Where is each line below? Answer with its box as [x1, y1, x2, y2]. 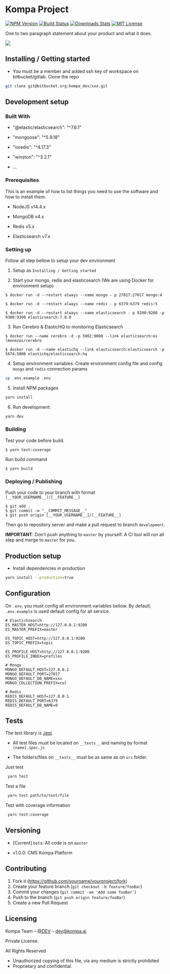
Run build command [5, 456, 47, 462]
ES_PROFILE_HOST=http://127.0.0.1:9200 [5, 649, 90, 654]
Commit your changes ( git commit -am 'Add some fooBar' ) [12, 888, 137, 895]
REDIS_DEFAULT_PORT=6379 [5, 698, 58, 703]
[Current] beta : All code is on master [12, 839, 88, 846]
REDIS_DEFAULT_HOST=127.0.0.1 [5, 694, 70, 699]
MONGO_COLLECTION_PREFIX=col [5, 680, 67, 686]
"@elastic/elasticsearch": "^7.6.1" [12, 124, 82, 130]
